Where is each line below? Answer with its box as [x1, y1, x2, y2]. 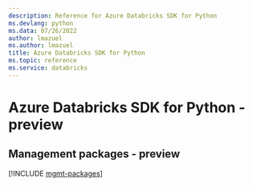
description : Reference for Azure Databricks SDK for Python [8, 11, 218, 20]
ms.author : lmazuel [8, 42, 74, 50]
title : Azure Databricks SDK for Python [8, 49, 146, 57]
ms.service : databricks [8, 64, 88, 72]
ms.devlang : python [8, 19, 74, 27]
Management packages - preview [8, 148, 181, 161]
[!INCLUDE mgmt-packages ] [8, 168, 103, 178]
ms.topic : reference [8, 57, 78, 65]
